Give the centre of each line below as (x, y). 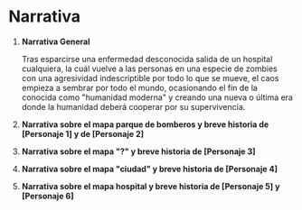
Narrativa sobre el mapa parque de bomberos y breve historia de (145, 124)
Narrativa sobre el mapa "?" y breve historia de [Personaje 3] (138, 151)
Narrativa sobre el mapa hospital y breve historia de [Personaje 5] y (151, 186)
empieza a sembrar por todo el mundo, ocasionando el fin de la (140, 87)
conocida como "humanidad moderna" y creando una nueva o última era (157, 97)
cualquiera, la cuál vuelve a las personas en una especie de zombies (149, 68)
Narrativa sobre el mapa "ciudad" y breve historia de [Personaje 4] (149, 169)
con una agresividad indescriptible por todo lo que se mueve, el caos (150, 78)
